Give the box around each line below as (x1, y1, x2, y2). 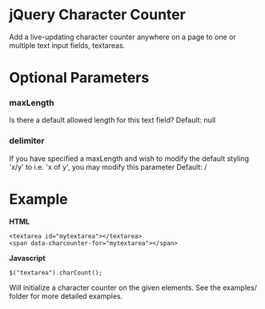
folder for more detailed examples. (9, 291, 123, 301)
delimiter (9, 135, 45, 146)
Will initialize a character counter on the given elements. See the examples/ (9, 283, 257, 292)
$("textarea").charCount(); (9, 268, 103, 277)
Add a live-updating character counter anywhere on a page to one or (9, 32, 237, 42)
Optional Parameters (9, 69, 150, 87)
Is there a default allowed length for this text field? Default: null (9, 115, 216, 125)
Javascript (9, 253, 46, 263)
